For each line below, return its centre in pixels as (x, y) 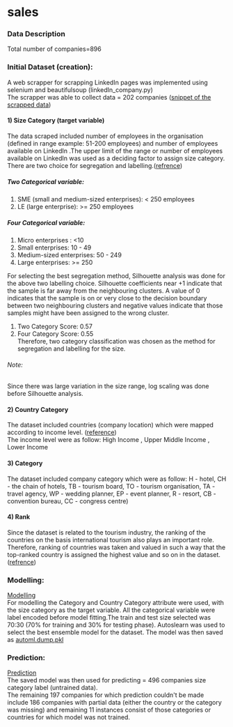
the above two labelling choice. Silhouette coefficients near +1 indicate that (115, 283)
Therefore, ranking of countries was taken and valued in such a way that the (116, 547)
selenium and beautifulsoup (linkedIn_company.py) (80, 90)
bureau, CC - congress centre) (85, 501)
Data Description (37, 34)
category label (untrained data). (53, 688)
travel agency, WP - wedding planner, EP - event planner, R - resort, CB (110, 493)
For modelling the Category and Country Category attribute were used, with (116, 603)
